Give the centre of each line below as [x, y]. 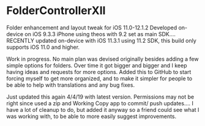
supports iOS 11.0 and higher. [43, 47]
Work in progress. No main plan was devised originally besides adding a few [102, 59]
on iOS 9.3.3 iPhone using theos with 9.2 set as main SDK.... [100, 34]
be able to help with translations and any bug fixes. [71, 85]
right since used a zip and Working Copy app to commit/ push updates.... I [100, 103]
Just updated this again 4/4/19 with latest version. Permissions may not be [100, 97]
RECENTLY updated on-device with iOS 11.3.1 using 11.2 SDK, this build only [102, 40]
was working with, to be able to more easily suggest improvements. [91, 116]
